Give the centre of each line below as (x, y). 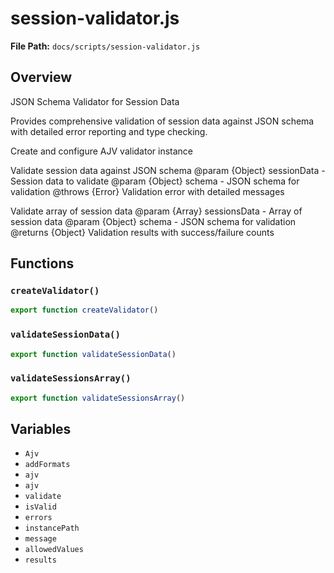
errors (38, 518)
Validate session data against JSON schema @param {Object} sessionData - (168, 170)
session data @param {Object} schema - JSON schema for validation (153, 221)
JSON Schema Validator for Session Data (95, 101)
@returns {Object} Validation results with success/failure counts (142, 232)
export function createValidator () (84, 310)
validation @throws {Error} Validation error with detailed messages (147, 191)
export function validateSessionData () (93, 354)
